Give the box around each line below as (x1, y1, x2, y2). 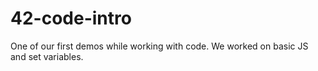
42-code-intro (10, 7, 132, 30)
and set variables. (10, 50, 84, 62)
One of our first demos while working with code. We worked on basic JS (10, 40, 309, 52)
